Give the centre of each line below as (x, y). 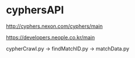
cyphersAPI (35, 10)
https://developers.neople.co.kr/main (50, 37)
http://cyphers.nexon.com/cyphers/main (54, 26)
